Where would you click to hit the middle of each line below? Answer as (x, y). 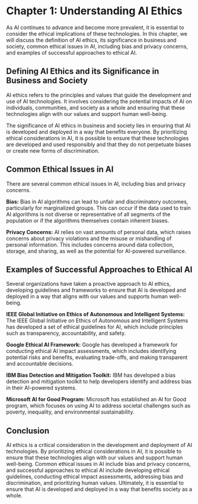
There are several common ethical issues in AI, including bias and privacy (96, 184)
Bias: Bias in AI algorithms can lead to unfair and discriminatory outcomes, (97, 201)
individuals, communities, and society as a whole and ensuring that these (96, 108)
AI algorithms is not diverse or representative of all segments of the (88, 214)
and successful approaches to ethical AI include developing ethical (88, 470)
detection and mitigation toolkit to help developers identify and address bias (99, 382)
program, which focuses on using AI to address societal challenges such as (98, 406)
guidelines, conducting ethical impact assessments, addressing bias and (95, 477)
